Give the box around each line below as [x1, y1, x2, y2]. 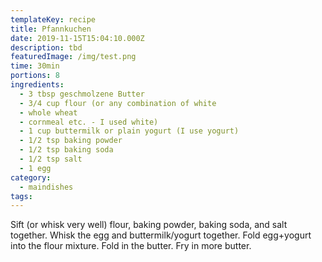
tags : [10, 191, 33, 201]
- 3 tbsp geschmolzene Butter [19, 89, 145, 99]
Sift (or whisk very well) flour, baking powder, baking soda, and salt [10, 219, 288, 231]
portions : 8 [10, 71, 60, 81]
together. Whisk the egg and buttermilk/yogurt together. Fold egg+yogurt [10, 229, 312, 241]
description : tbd [10, 42, 83, 53]
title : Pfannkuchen [10, 24, 92, 34]
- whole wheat [19, 107, 78, 118]
